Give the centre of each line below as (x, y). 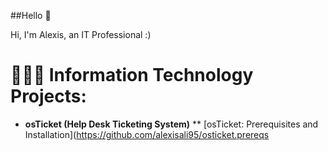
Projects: (48, 96)
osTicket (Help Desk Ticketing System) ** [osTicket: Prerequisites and (171, 124)
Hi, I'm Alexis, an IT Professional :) (81, 34)
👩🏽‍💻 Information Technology (132, 75)
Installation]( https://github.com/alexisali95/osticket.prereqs (147, 134)
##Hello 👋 (31, 15)
